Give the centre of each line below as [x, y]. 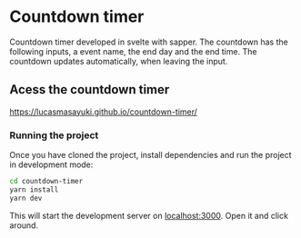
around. [24, 225]
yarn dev [26, 198]
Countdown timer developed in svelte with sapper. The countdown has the [149, 42]
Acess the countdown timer [90, 89]
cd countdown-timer [46, 182]
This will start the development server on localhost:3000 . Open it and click [149, 215]
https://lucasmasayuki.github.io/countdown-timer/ [104, 112]
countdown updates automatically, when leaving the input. [119, 61]
